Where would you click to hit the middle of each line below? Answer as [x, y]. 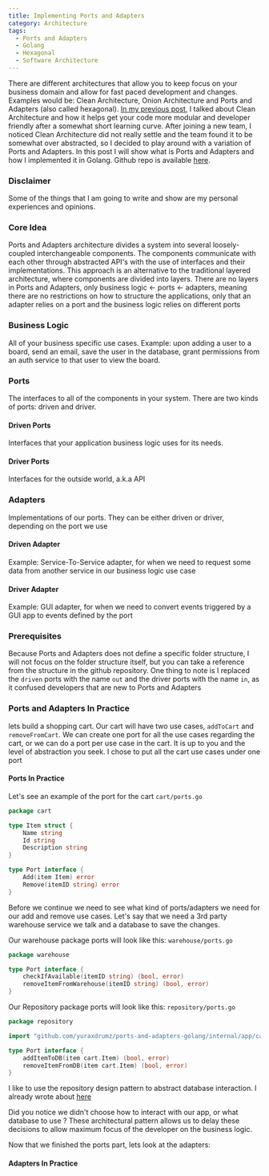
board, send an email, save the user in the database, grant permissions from [134, 351]
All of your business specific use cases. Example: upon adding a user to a [130, 343]
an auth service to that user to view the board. [84, 360]
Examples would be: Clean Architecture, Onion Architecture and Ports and [130, 100]
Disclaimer [30, 180]
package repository [41, 1022]
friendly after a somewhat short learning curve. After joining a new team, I [130, 126]
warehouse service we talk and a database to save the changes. [114, 924]
